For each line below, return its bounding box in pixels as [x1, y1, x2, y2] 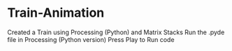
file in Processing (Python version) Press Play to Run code [7, 35, 175, 43]
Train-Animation [7, 5, 105, 21]
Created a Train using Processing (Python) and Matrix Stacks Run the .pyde [7, 28, 225, 36]
